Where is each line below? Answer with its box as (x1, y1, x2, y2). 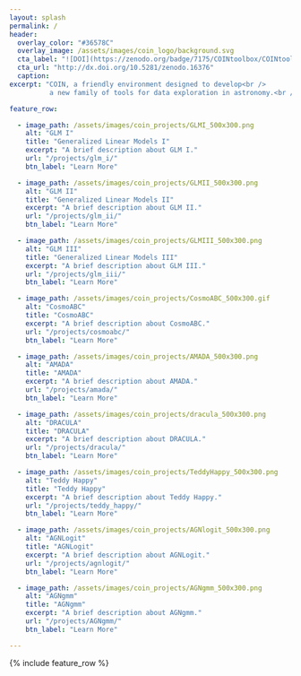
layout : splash (9, 13, 66, 22)
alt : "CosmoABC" (25, 302, 87, 312)
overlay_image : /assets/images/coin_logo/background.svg (17, 47, 235, 56)
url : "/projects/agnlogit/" (25, 559, 130, 568)
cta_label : (17, 55, 58, 64)
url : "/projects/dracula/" (25, 443, 126, 453)
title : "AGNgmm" (25, 600, 87, 610)
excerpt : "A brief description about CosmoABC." (25, 319, 211, 328)
